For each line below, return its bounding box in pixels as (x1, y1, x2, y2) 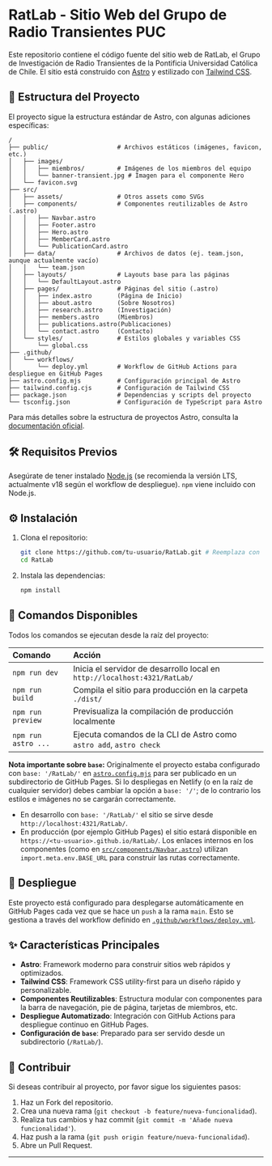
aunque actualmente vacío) (8, 257, 100, 265)
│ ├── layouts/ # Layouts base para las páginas (8, 270, 230, 278)
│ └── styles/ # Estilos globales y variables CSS (8, 334, 241, 342)
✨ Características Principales (8, 939, 160, 952)
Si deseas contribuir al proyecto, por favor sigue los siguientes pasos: (8, 1082, 241, 1092)
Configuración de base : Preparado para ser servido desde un (19, 1028, 225, 1038)
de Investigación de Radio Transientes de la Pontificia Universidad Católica (8, 58, 258, 68)
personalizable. (19, 986, 72, 995)
